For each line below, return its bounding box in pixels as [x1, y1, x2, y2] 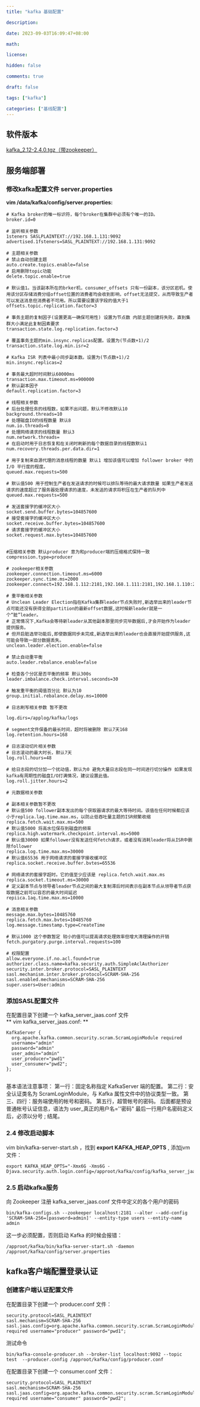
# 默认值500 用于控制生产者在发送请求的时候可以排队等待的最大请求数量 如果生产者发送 [6, 481, 193, 487]
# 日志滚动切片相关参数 [6, 744, 57, 749]
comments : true [6, 73, 44, 79]
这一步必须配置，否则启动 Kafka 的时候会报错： [6, 1231, 123, 1239]
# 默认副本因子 [6, 383, 39, 389]
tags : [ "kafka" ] [6, 95, 46, 101]
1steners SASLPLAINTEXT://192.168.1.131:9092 [6, 234, 121, 239]
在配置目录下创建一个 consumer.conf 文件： [6, 1368, 114, 1375]
